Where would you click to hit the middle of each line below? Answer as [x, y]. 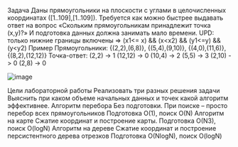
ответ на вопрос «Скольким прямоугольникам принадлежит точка [109, 25]
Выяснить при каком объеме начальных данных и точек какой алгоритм [118, 98]
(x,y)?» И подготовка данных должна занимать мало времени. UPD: [111, 33]
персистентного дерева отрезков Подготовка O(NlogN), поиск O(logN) [115, 136]
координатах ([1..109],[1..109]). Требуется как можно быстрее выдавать [115, 18]
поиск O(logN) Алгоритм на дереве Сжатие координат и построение [112, 128]
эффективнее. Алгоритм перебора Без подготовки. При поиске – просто [118, 105]
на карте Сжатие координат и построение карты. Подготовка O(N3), [112, 121]
